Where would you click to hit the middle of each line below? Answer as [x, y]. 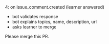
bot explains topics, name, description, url [54, 22]
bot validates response [35, 16]
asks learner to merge [34, 27]
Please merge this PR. [27, 36]
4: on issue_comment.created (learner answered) [55, 7]
